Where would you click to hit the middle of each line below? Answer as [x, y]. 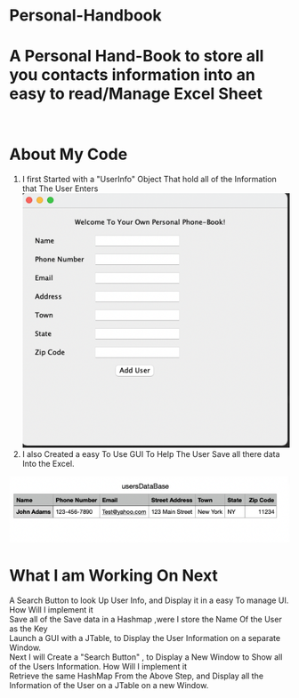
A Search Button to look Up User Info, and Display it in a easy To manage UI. [149, 600]
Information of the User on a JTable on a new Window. [109, 685]
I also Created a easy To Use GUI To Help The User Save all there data [151, 454]
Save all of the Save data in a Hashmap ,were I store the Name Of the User [145, 619]
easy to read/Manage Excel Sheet [136, 94]
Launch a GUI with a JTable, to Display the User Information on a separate [145, 638]
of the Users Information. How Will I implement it [98, 666]
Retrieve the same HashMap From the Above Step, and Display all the [137, 676]
